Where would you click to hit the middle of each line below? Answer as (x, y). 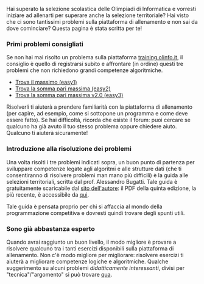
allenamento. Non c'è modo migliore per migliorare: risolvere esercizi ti (95, 255)
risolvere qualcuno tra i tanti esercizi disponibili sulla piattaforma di (90, 248)
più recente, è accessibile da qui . (48, 194)
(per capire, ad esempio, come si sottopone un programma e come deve (97, 114)
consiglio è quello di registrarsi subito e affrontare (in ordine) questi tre (95, 64)
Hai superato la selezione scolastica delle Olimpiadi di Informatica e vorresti (101, 9)
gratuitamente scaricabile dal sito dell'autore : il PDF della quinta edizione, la (101, 188)
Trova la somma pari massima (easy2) (63, 89)
